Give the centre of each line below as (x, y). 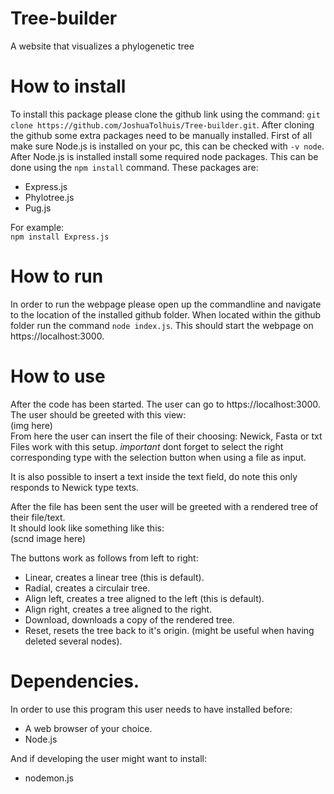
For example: (37, 227)
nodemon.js (49, 778)
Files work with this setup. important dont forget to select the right (147, 446)
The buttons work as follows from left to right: (104, 558)
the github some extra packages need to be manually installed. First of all (161, 135)
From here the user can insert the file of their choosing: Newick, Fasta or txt (166, 436)
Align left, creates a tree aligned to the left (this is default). (144, 598)
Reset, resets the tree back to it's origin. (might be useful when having (169, 630)
